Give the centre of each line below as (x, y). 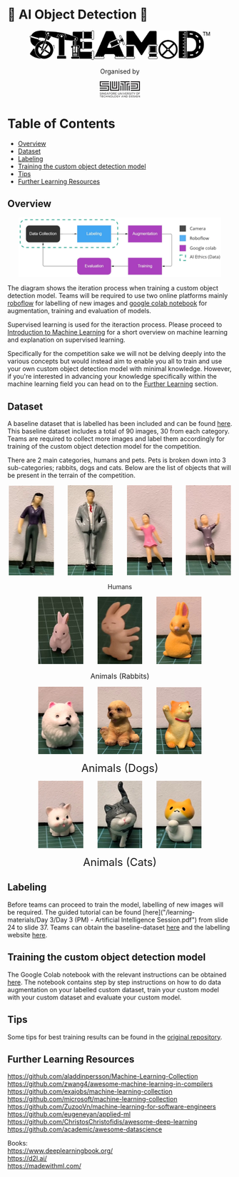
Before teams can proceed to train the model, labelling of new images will (115, 905)
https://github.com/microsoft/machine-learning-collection (92, 1099)
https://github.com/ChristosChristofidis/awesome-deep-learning (102, 1122)
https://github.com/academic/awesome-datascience (85, 1129)
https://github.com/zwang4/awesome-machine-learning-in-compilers (110, 1084)
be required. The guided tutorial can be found (74, 912)
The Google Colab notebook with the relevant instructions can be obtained (117, 974)
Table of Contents (61, 123)
